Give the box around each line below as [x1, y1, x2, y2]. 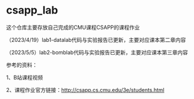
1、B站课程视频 [6, 74, 43, 81]
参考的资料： [6, 61, 37, 68]
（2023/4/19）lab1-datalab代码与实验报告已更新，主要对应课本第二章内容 [6, 36, 186, 43]
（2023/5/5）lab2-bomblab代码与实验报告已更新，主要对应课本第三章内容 [6, 48, 188, 56]
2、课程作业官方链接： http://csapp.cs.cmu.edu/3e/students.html [6, 86, 165, 93]
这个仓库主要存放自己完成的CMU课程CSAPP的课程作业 [6, 24, 141, 31]
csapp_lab [6, 4, 58, 17]
